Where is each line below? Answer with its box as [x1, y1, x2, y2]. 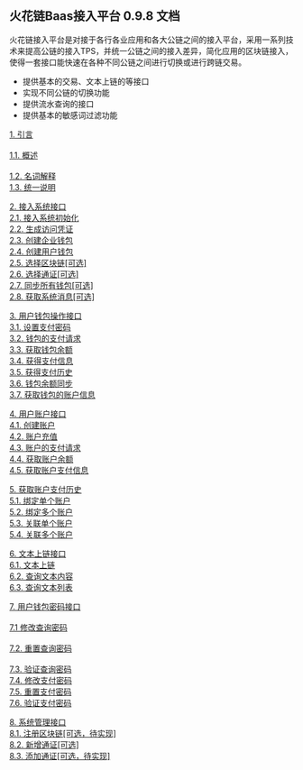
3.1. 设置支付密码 [9, 321, 71, 332]
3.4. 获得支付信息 [9, 355, 74, 366]
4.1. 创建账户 [9, 419, 56, 430]
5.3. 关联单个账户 [9, 518, 73, 528]
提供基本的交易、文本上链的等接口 [22, 76, 150, 87]
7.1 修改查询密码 [9, 621, 68, 633]
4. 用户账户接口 [9, 408, 67, 419]
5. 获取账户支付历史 [9, 483, 82, 494]
